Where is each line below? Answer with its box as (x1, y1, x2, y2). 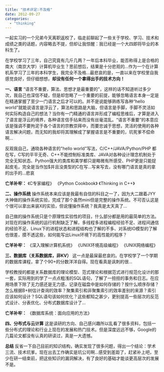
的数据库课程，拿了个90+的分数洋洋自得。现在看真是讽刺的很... (5, 259, 133, 265)
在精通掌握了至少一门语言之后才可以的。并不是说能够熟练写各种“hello (5, 98, 145, 104)
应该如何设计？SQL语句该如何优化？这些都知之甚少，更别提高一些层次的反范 (5, 294, 159, 300)
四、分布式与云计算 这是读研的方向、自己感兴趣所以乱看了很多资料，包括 (5, 321, 152, 326)
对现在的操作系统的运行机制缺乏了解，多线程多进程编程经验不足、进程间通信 (5, 220, 159, 226)
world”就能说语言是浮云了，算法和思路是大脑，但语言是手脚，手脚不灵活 (5, 105, 151, 111)
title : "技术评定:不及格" (5, 7, 53, 12)
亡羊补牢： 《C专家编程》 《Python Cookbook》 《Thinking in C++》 (5, 181, 135, 186)
